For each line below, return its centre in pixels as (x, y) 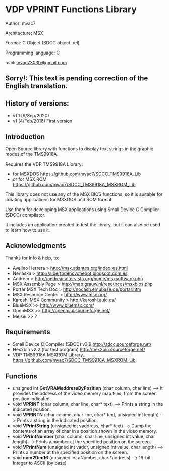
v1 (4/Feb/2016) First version (42, 121)
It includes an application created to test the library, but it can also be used (83, 224)
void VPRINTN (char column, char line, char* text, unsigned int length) (86, 415)
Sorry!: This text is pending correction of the (77, 78)
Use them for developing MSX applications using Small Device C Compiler (82, 209)
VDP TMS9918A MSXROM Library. (48, 355)
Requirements (28, 332)
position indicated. (32, 399)
